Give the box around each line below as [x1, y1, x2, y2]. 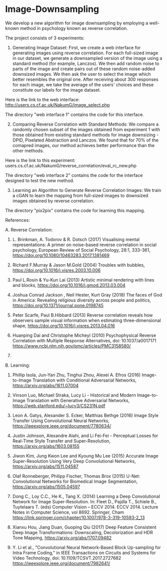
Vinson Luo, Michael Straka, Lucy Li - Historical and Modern [12, 392, 136, 398]
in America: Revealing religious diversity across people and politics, [12, 297, 151, 303]
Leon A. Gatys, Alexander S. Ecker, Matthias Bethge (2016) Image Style [12, 412, 159, 418]
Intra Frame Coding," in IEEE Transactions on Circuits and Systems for [12, 550, 156, 556]
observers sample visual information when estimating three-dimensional [12, 317, 161, 323]
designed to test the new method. [5, 177, 75, 183]
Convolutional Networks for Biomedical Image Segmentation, [12, 478, 138, 484]
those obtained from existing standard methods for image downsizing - [12, 132, 159, 138]
